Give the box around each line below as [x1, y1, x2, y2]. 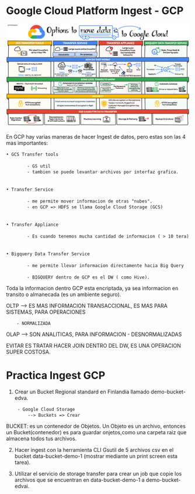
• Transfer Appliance [6, 221, 59, 228]
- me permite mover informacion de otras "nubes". [27, 198, 153, 204]
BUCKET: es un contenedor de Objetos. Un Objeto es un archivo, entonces [6, 423, 186, 430]
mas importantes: [6, 139, 48, 146]
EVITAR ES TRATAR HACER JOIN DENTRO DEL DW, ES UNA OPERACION [6, 342, 181, 349]
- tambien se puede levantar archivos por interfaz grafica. [27, 169, 179, 175]
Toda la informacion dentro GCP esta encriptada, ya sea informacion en [6, 284, 179, 291]
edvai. [14, 482, 30, 489]
